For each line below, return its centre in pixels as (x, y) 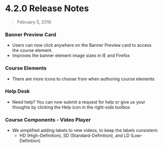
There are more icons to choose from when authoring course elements (83, 79)
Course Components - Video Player (48, 120)
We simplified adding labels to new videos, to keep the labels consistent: (85, 130)
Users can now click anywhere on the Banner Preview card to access (82, 45)
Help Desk (18, 92)
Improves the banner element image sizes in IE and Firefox (71, 55)
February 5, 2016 (34, 22)
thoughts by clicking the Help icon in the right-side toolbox (71, 107)
